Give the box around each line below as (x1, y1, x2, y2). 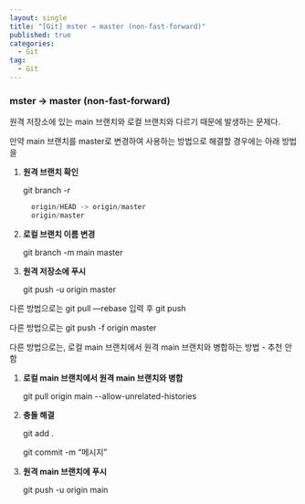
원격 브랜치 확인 (22, 166, 79, 178)
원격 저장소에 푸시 (22, 266, 87, 277)
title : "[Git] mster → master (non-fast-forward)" (9, 22, 206, 31)
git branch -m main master (22, 247, 123, 257)
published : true (9, 30, 71, 39)
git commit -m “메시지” (22, 446, 108, 457)
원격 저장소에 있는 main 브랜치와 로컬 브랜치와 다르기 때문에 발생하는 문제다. (9, 116, 281, 128)
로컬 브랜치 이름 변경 (22, 228, 96, 239)
